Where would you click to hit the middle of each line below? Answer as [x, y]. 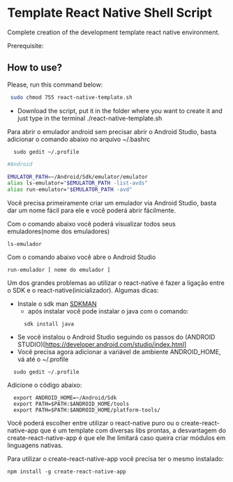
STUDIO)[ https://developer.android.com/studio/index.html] [102, 344]
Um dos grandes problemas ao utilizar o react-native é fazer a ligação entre [116, 283]
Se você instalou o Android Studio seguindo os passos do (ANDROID [116, 337]
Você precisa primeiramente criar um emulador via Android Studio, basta [112, 203]
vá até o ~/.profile [43, 359]
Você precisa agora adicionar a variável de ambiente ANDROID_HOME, [119, 352]
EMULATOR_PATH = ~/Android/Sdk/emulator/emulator [78, 177]
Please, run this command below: [55, 85]
